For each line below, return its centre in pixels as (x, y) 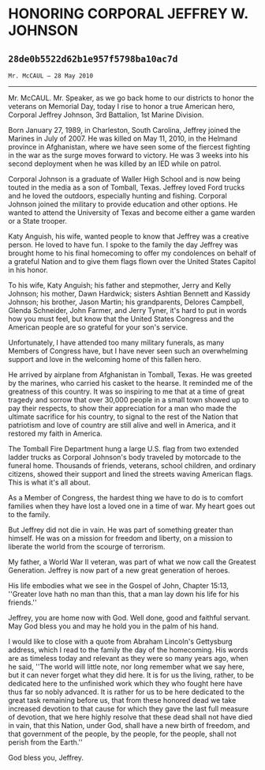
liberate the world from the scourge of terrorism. (87, 547)
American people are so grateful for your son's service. (98, 327)
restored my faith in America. (55, 433)
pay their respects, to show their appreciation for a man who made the (122, 408)
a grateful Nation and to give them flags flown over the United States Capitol (132, 261)
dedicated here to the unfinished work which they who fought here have (125, 683)
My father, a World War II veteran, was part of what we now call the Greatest (132, 562)
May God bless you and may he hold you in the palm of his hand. (114, 626)
